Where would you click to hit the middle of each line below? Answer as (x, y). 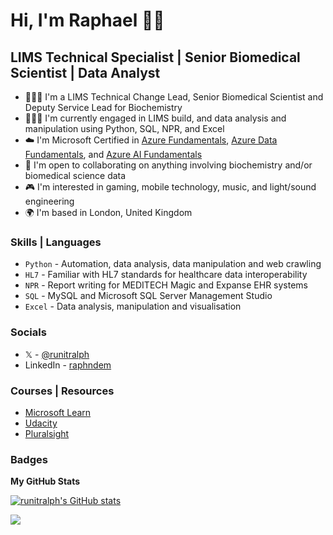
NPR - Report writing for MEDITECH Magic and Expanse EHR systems (166, 285)
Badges (29, 459)
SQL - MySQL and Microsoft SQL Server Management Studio (148, 296)
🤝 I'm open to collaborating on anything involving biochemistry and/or (168, 165)
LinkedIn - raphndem (68, 365)
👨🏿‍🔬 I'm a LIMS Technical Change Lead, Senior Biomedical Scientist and (174, 97)
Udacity (41, 423)
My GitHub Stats (45, 481)
